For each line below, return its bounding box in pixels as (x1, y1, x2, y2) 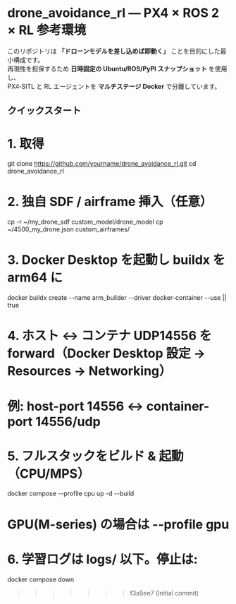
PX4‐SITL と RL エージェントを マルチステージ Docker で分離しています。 (7, 82, 221, 90)
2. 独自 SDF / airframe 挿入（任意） (7, 194, 213, 210)
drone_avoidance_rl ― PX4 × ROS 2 (7, 5, 220, 21)
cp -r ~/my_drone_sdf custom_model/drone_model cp (7, 217, 163, 226)
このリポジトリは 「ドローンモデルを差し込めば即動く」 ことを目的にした (7, 47, 221, 55)
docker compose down (7, 575, 75, 584)
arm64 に (7, 270, 63, 286)
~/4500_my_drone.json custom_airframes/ (7, 225, 130, 234)
